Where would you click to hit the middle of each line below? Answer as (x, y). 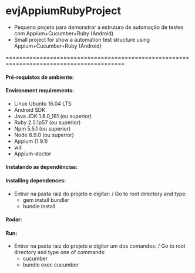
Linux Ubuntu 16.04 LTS (43, 104)
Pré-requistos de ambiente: (40, 77)
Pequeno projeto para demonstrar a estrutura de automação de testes (99, 27)
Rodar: (14, 219)
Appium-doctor (33, 154)
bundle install (39, 206)
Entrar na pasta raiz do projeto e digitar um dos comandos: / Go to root (100, 246)
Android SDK (30, 109)
